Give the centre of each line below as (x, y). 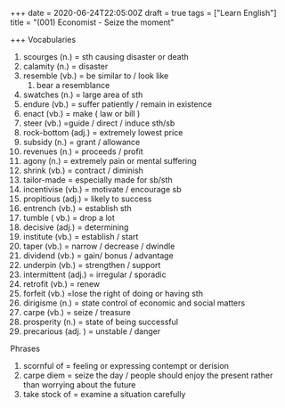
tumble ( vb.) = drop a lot (69, 218)
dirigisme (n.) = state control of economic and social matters (134, 303)
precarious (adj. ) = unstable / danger (92, 331)
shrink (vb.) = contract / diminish (83, 170)
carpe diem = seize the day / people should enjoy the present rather (148, 375)
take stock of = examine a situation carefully (104, 394)
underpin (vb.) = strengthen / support (92, 265)
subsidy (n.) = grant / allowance (81, 142)
